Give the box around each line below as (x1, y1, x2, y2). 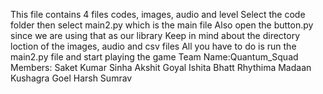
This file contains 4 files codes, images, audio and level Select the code (10, 9, 306, 20)
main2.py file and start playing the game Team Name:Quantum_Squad (10, 51, 299, 63)
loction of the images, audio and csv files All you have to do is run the (10, 40, 297, 52)
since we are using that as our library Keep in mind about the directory (10, 30, 301, 41)
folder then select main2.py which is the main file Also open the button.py (10, 19, 314, 31)
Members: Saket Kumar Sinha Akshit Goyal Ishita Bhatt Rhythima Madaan (10, 62, 312, 73)
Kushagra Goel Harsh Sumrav (10, 72, 133, 84)
